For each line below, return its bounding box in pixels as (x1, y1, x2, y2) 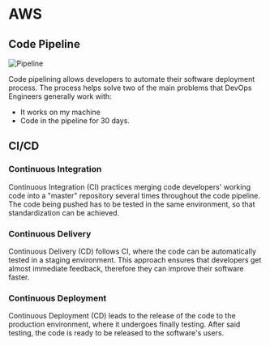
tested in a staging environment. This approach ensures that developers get (8, 254, 262, 264)
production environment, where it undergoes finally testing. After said (8, 319, 241, 329)
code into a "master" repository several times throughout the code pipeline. (8, 190, 261, 200)
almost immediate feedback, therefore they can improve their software (8, 263, 244, 273)
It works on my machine (19, 107, 101, 117)
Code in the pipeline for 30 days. (19, 116, 130, 126)
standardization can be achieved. (8, 207, 120, 217)
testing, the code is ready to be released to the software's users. (8, 328, 225, 338)
